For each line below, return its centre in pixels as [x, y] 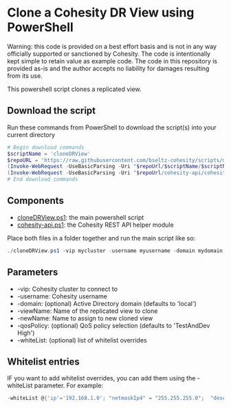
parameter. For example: [69, 386]
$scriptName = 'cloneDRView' [49, 154]
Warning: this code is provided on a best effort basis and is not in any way [112, 46]
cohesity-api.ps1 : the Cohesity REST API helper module [95, 225]
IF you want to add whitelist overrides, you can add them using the [101, 378]
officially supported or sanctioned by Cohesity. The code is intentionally [109, 54]
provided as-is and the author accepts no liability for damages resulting [108, 68]
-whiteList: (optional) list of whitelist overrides [82, 340]
